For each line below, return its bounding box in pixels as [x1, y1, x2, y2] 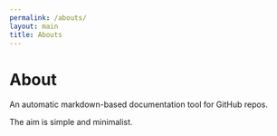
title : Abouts [9, 30, 63, 39]
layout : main [9, 22, 59, 31]
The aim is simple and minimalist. [9, 117, 133, 128]
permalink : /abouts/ [9, 13, 88, 23]
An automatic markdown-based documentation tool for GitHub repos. [9, 99, 269, 110]
